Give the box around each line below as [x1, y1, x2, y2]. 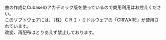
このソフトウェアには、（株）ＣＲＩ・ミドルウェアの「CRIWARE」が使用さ [5, 17, 159, 22]
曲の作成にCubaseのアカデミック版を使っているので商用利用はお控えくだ [5, 4, 157, 10]
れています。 [5, 23, 31, 29]
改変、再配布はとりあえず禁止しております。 [5, 29, 97, 35]
